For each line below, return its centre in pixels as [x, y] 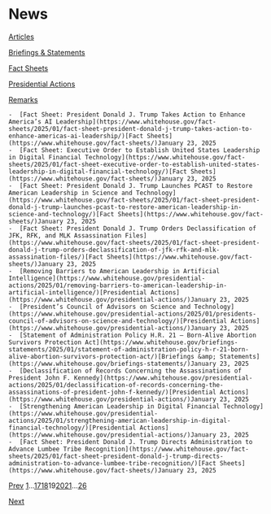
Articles [22, 37]
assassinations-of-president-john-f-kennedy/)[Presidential [113, 392]
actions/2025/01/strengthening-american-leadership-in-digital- [120, 420]
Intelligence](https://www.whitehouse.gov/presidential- [107, 278]
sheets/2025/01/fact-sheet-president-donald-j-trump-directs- [116, 456]
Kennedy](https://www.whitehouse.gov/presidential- [163, 378]
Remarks [23, 99]
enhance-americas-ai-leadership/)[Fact [76, 136]
